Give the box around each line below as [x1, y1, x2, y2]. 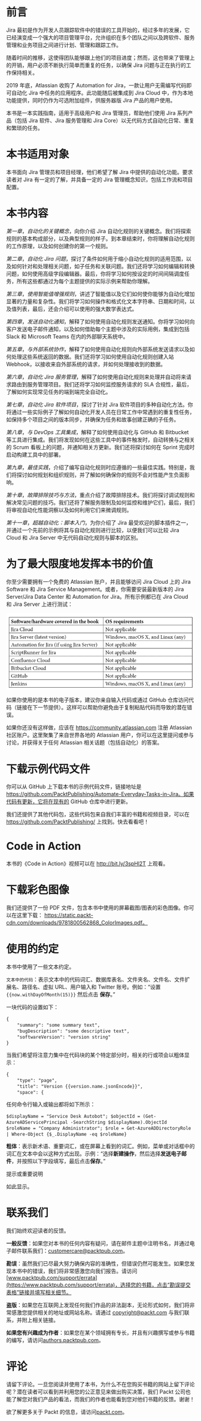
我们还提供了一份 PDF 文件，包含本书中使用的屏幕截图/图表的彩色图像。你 [6, 904, 190, 911]
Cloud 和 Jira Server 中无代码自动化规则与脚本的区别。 [6, 533, 142, 541]
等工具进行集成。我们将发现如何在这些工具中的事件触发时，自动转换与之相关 [6, 436, 195, 443]
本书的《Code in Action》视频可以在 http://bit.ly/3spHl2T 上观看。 [6, 860, 169, 867]
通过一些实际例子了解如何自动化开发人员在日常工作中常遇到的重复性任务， [11, 408, 195, 416]
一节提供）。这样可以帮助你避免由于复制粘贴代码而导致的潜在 [37, 704, 187, 711]
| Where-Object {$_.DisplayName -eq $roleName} [6, 1132, 127, 1138]
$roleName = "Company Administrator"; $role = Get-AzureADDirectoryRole [6, 1126, 191, 1132]
